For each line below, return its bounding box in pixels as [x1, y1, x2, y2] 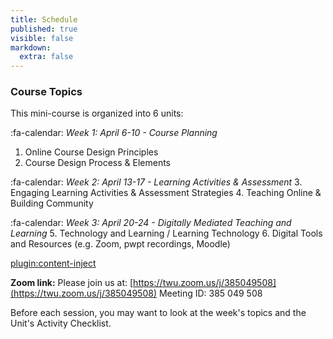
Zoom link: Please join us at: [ [10, 277, 134, 289]
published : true [10, 24, 78, 34]
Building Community [10, 197, 94, 210]
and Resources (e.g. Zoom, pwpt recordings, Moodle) [10, 238, 231, 250]
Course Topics [10, 85, 83, 99]
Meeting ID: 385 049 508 [158, 287, 263, 300]
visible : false [10, 33, 74, 43]
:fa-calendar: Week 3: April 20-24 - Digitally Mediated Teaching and [10, 217, 292, 229]
